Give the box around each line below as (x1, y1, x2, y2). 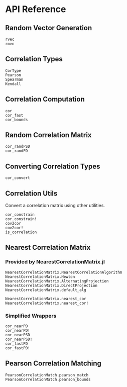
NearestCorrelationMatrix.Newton (5, 274, 75, 279)
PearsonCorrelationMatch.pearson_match (5, 372, 89, 377)
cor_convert (5, 175, 30, 180)
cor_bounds (5, 117, 28, 122)
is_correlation (5, 230, 37, 235)
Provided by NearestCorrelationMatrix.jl (5, 258, 105, 265)
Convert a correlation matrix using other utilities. (5, 203, 105, 209)
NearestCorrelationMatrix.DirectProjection (5, 283, 98, 288)
